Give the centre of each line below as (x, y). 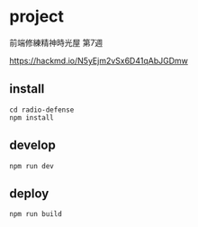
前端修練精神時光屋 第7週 (56, 42)
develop (32, 145)
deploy (29, 193)
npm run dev (31, 166)
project (37, 17)
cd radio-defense (42, 110)
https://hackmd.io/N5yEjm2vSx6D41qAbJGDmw (99, 60)
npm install (31, 118)
